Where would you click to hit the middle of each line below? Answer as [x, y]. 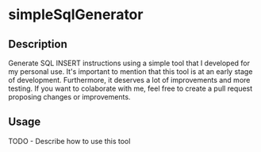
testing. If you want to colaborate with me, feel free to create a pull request [130, 88]
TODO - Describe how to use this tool [69, 141]
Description [38, 44]
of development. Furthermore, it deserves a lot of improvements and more [129, 80]
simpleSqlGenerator [76, 15]
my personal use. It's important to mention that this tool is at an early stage [130, 72]
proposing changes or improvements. [69, 97]
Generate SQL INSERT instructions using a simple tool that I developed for [129, 63]
